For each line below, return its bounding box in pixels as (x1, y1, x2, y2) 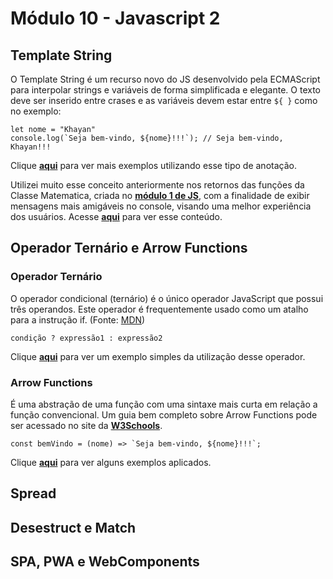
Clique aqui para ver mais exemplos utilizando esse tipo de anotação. (10, 160, 297, 171)
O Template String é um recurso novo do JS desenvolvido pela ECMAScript (10, 73, 321, 85)
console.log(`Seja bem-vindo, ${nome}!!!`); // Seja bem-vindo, (10, 133, 284, 143)
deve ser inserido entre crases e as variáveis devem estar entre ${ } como (10, 95, 318, 106)
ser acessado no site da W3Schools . (10, 419, 163, 431)
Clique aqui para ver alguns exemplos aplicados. (10, 456, 212, 468)
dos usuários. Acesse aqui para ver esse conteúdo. (10, 211, 223, 222)
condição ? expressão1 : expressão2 (10, 333, 163, 343)
